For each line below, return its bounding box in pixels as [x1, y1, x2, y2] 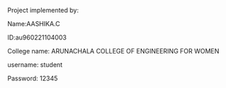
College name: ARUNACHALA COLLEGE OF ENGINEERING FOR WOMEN [7, 47, 220, 55]
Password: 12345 [7, 74, 58, 82]
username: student [7, 61, 63, 69]
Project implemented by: [7, 6, 80, 14]
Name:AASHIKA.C [7, 20, 60, 27]
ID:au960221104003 [7, 33, 67, 42]
